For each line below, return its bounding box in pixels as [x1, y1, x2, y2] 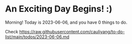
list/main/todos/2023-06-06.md [5, 34, 69, 40]
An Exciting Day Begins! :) [5, 3, 112, 15]
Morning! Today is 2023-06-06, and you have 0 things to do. [5, 19, 128, 25]
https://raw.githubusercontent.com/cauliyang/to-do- [19, 29, 125, 34]
